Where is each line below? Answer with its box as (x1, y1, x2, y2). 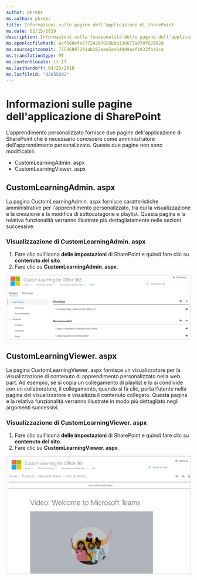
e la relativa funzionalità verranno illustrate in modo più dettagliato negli (6, 398, 179, 405)
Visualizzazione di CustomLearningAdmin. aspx (6, 238, 146, 246)
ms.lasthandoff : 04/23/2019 (6, 65, 75, 71)
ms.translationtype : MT (6, 53, 64, 59)
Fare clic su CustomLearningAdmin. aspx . (14, 263, 118, 270)
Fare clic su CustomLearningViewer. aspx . (14, 445, 120, 452)
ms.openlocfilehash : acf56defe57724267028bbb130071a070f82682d (6, 40, 164, 46)
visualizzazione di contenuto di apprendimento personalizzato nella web (6, 372, 181, 379)
